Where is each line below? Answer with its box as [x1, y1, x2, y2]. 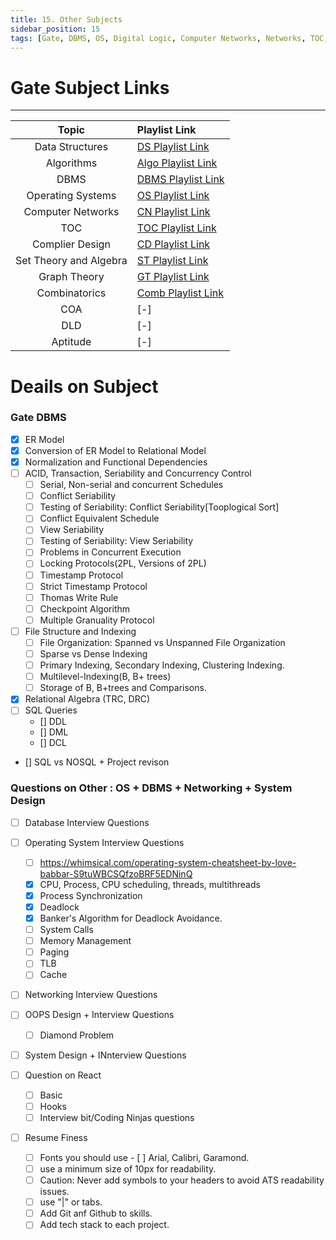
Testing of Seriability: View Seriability [39, 535, 194, 547]
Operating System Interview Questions [24, 836, 185, 848]
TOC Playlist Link [136, 221, 217, 235]
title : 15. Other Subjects [10, 14, 123, 25]
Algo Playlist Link [136, 156, 218, 170]
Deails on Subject [10, 375, 159, 398]
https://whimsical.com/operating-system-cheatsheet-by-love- [39, 856, 297, 868]
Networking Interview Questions [24, 989, 158, 1001]
